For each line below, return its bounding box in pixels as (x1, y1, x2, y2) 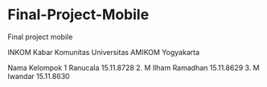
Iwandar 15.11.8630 (7, 71, 70, 81)
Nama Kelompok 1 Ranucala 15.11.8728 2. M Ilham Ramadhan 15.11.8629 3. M (7, 62, 261, 73)
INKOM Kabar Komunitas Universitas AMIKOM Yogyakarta (7, 47, 200, 57)
